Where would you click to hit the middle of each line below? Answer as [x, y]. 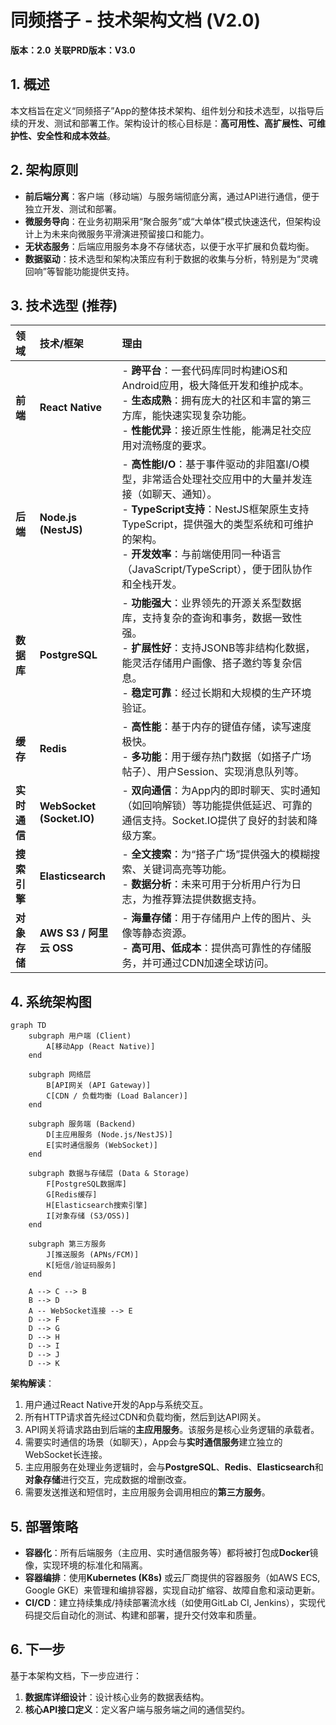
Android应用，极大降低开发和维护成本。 [215, 386]
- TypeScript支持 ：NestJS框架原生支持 [215, 509]
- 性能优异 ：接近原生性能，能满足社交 [211, 431]
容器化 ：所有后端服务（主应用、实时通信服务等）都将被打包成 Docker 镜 [171, 1552]
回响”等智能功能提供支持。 [79, 271]
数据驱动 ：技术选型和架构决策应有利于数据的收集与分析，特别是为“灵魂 [171, 258]
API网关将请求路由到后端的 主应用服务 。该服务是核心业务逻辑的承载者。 [172, 1430]
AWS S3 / [63, 933]
